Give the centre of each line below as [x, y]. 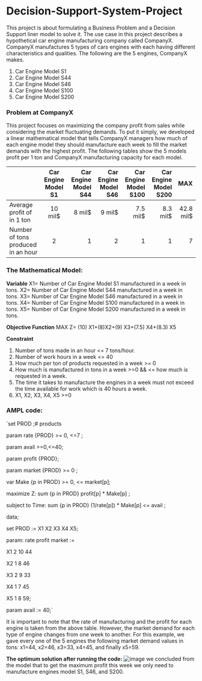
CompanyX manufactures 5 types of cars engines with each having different [101, 47]
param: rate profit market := [41, 540]
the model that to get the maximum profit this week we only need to [90, 665]
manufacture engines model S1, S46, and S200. [65, 671]
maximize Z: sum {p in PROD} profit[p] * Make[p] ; [68, 493]
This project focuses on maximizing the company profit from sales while [96, 126]
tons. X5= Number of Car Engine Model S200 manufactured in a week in [96, 309]
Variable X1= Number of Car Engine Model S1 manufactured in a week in [96, 283]
